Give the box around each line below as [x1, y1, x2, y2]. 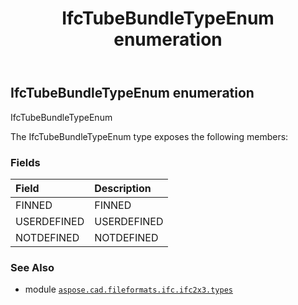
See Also [10, 260, 55, 274]
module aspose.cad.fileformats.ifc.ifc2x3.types [24, 283, 233, 296]
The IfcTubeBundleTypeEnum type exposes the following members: [10, 130, 289, 142]
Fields [10, 155, 41, 169]
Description [94, 181, 152, 195]
